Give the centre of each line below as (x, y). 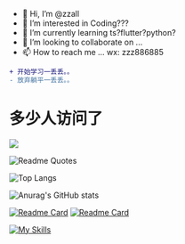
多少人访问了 (56, 118)
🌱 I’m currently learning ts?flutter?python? (99, 33)
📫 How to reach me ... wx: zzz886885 (93, 52)
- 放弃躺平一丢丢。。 (41, 80)
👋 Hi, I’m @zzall (51, 14)
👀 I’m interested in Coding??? (75, 23)
